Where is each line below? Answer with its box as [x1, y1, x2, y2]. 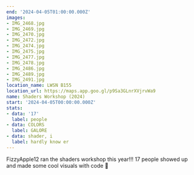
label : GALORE [12, 128, 47, 134]
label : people [12, 116, 47, 122]
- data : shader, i [6, 133, 53, 140]
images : [6, 15, 26, 21]
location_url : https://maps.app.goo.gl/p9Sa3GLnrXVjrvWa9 [6, 88, 156, 94]
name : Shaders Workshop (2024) [6, 94, 85, 100]
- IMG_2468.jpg [6, 20, 45, 26]
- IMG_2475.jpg [6, 49, 45, 55]
